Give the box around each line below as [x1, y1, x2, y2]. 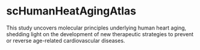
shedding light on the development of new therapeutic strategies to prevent [6, 30, 194, 37]
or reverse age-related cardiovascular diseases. [6, 37, 125, 44]
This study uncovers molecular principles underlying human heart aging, [6, 24, 187, 31]
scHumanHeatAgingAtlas [6, 4, 137, 18]
